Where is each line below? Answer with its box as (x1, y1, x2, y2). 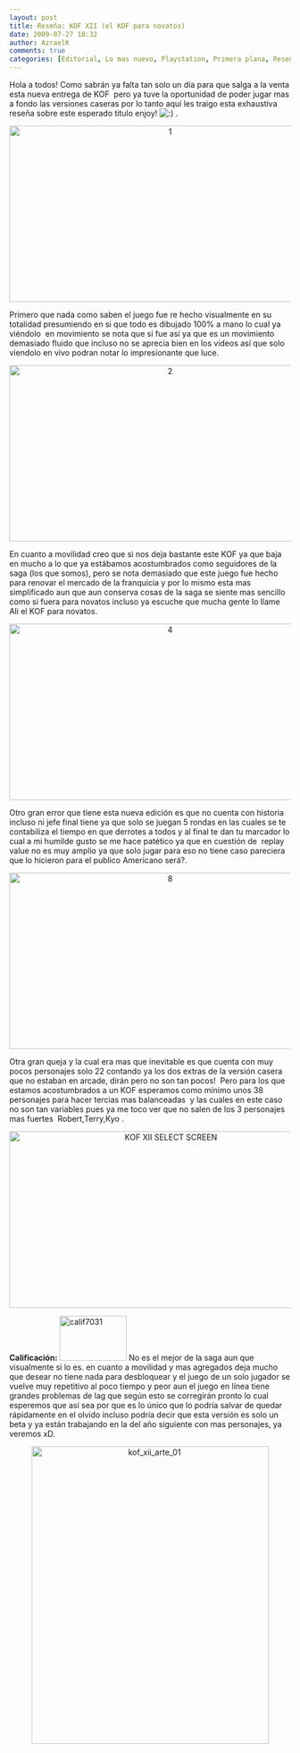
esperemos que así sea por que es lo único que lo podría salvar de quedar (9, 1400, 283, 1410)
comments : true (9, 47, 66, 56)
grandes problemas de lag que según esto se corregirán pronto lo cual (9, 1390, 270, 1401)
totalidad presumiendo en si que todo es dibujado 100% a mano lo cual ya (9, 319, 281, 329)
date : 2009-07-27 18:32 (9, 30, 98, 38)
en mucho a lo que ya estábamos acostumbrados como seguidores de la (9, 559, 278, 569)
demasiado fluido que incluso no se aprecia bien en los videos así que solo (9, 338, 286, 348)
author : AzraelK (9, 38, 70, 47)
